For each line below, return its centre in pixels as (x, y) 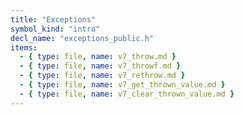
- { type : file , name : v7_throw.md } (98, 57)
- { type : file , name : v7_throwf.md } (100, 66)
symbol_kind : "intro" (55, 29)
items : (24, 47)
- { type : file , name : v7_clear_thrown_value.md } (127, 94)
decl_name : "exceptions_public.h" (82, 38)
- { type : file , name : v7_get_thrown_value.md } (122, 85)
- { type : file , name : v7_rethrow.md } (102, 76)
